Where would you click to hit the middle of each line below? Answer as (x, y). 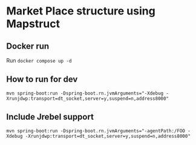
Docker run (28, 46)
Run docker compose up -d (39, 60)
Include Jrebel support (50, 117)
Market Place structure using (81, 11)
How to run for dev (42, 79)
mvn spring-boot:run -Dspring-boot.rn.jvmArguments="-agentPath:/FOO (96, 131)
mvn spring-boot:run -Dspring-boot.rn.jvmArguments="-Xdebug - (88, 93)
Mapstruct (33, 24)
